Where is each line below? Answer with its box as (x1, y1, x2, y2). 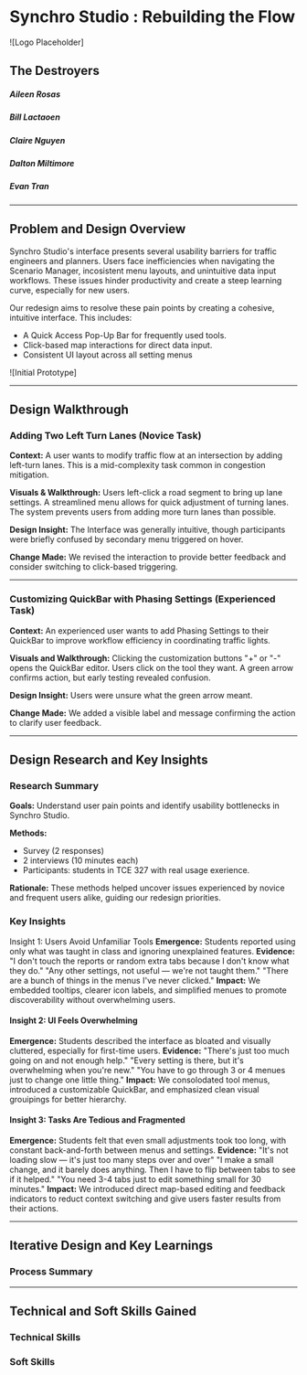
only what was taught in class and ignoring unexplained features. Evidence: (9, 945, 295, 956)
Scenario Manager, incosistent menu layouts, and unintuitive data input (9, 265, 277, 276)
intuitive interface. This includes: (9, 312, 132, 323)
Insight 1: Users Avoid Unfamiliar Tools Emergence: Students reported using (9, 935, 296, 947)
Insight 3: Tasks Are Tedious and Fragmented (9, 1114, 185, 1125)
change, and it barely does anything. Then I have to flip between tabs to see (9, 1164, 296, 1175)
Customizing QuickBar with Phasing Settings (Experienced (9, 592, 276, 605)
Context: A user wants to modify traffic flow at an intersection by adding (9, 450, 283, 461)
